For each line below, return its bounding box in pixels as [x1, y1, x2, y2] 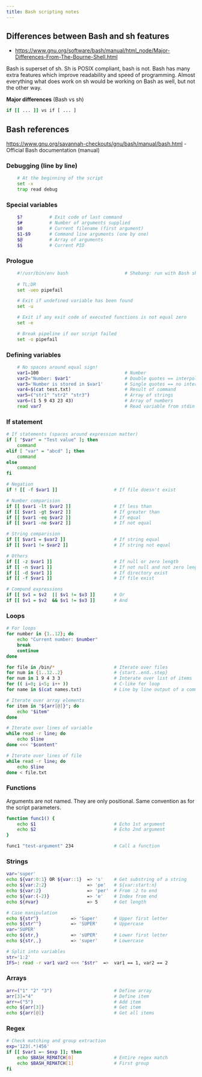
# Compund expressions [6, 586, 63, 593]
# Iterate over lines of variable [6, 725, 93, 731]
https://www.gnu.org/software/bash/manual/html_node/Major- [14, 47, 170, 54]
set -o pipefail [17, 336, 58, 342]
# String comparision [6, 531, 61, 537]
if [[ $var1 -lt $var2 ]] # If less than [6, 503, 152, 509]
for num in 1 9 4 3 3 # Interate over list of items [6, 675, 192, 682]
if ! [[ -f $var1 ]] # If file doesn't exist [6, 487, 176, 493]
